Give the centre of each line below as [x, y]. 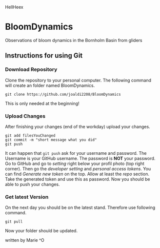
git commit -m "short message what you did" [51, 140]
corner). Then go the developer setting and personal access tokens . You [78, 168]
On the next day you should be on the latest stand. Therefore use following [80, 207]
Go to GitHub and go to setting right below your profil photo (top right [75, 164]
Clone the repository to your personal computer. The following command [78, 80]
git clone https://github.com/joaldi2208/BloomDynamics [63, 94]
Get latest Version [27, 197]
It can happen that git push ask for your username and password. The [76, 153]
